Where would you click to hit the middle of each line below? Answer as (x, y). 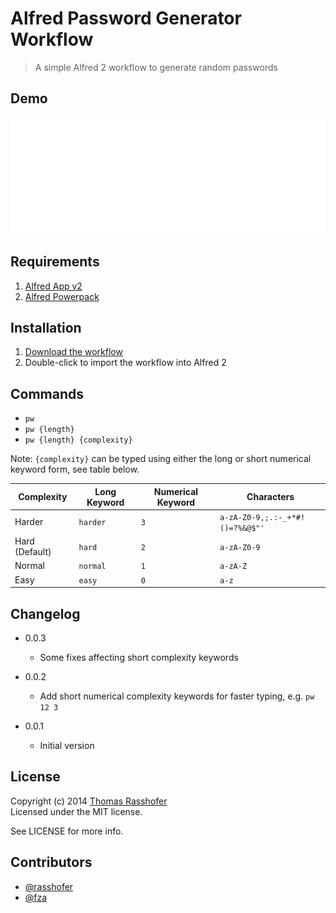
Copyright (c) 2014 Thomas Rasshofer (89, 801)
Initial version (67, 746)
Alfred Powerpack (62, 296)
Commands (47, 393)
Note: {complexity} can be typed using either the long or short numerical (161, 459)
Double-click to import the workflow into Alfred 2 (125, 363)
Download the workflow (73, 352)
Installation (46, 327)
